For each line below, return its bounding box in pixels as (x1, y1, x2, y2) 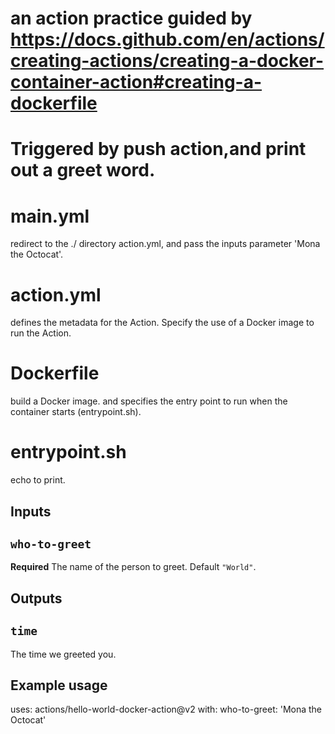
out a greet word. (10, 159, 156, 182)
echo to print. (10, 474, 66, 486)
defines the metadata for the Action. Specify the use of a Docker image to (10, 317, 315, 329)
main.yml (10, 205, 90, 227)
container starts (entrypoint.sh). (10, 406, 142, 418)
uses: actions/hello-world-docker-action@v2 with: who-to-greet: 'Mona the (10, 703, 323, 716)
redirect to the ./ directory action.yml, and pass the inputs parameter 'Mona (10, 238, 321, 250)
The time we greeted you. (10, 648, 117, 660)
